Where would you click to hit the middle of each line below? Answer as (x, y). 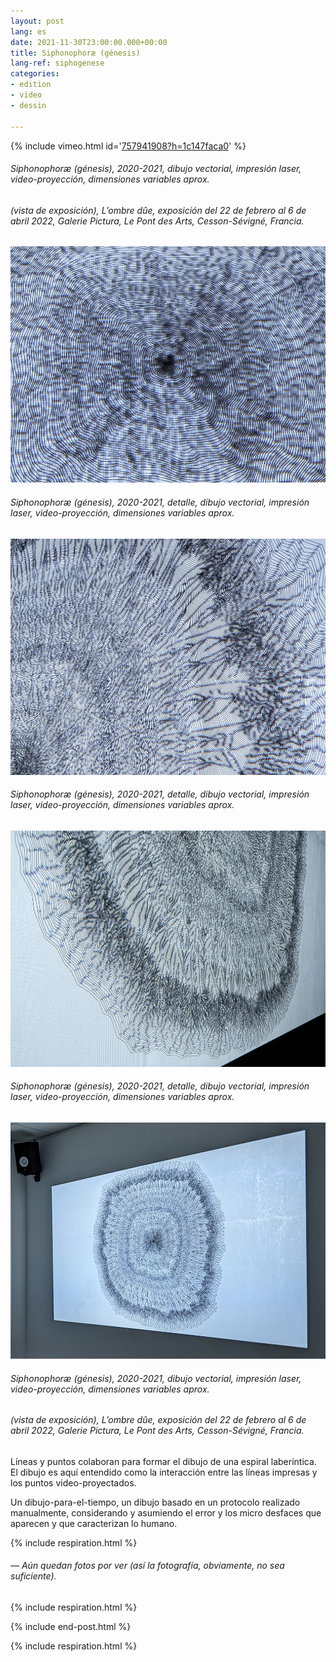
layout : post (37, 21)
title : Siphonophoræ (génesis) (75, 53)
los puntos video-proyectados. (73, 1482)
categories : (35, 74)
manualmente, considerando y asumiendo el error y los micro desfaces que (166, 1512)
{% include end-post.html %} (71, 1626)
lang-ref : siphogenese (57, 63)
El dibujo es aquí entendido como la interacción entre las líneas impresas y (164, 1472)
